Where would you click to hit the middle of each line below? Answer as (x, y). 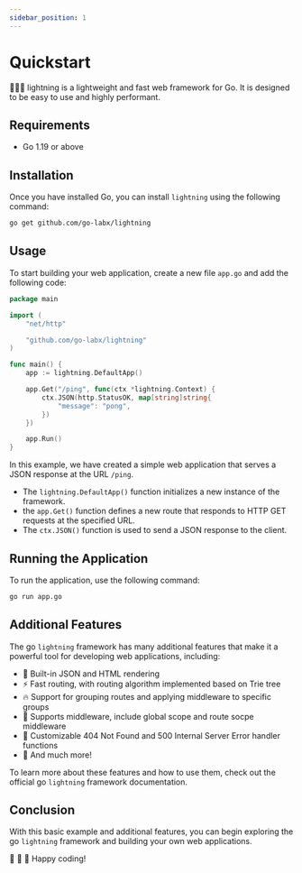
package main (34, 299)
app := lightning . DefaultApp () (84, 373)
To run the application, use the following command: (105, 580)
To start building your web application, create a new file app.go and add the (149, 272)
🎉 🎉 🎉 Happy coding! (48, 859)
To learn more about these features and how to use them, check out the (143, 772)
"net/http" (46, 324)
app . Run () (44, 439)
